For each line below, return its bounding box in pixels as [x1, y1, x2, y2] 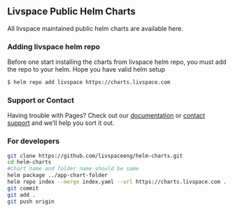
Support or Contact [7, 95, 75, 105]
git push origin [7, 198, 55, 205]
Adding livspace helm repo [7, 41, 100, 51]
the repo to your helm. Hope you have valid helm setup [7, 65, 166, 74]
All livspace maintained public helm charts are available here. [7, 24, 183, 32]
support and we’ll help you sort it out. [7, 119, 115, 127]
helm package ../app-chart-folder [7, 172, 108, 179]
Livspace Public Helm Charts [7, 6, 136, 18]
